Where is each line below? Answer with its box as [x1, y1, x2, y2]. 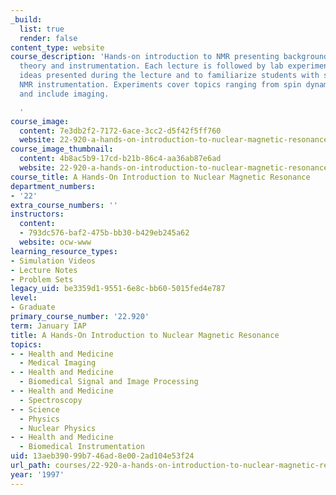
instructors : [10, 209, 65, 220]
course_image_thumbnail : [10, 144, 114, 155]
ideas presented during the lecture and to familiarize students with [19, 71, 320, 81]
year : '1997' [10, 469, 65, 480]
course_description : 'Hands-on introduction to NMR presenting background [10, 52, 329, 62]
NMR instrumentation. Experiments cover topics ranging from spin [19, 80, 302, 90]
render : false [19, 33, 78, 43]
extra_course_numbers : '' [10, 200, 118, 210]
